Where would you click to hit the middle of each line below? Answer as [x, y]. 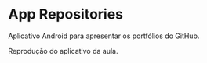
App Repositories [66, 14]
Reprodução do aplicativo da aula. [63, 51]
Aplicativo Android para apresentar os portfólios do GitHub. [104, 36]
